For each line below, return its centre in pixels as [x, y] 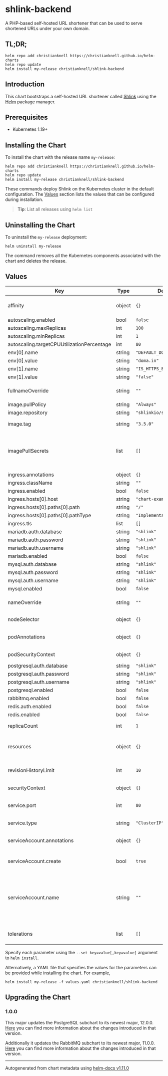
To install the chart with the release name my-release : [60, 157]
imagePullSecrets [28, 451]
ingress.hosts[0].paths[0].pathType [49, 515]
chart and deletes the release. [36, 261]
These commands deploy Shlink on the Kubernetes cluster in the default [79, 189]
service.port [22, 805]
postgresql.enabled [30, 690]
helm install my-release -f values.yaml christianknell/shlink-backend [81, 982]
